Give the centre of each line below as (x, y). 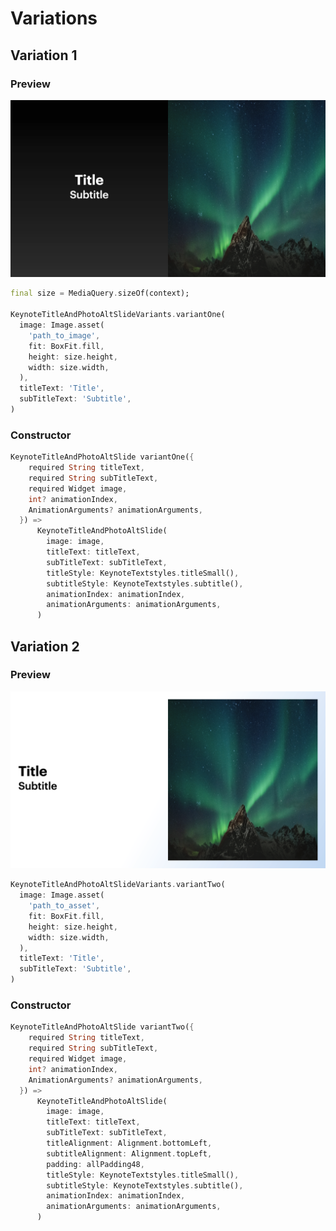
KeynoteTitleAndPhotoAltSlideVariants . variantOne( (118, 315)
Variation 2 (45, 646)
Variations (54, 18)
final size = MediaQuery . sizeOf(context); (100, 293)
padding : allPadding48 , (95, 1164)
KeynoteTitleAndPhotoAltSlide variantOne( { (102, 457)
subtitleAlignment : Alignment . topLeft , (129, 1153)
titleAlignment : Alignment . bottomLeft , (129, 1143)
